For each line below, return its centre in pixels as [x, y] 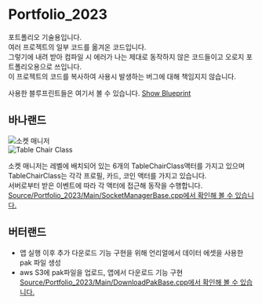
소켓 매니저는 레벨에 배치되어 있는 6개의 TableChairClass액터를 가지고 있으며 [127, 166]
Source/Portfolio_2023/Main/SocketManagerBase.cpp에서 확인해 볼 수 [121, 195]
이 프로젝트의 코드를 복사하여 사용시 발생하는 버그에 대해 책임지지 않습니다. [122, 76]
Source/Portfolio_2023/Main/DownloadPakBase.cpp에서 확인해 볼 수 [129, 282]
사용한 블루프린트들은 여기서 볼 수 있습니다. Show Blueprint [100, 93]
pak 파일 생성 [40, 262]
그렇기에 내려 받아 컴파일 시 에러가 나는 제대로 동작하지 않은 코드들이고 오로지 [126, 57]
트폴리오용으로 [31, 66]
